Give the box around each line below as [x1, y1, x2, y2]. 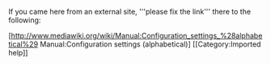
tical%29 [8, 39, 39, 49]
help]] [8, 48, 28, 57]
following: [8, 15, 41, 25]
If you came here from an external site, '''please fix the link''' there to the [8, 7, 252, 16]
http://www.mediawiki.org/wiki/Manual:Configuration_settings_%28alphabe [11, 31, 263, 40]
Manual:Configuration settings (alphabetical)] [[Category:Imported [40, 39, 261, 49]
